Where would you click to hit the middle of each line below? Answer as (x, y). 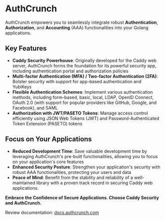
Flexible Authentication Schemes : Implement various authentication (82, 92)
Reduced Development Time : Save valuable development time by (80, 151)
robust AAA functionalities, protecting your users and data (72, 172)
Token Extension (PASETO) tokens (47, 123)
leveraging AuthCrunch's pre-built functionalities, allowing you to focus (85, 156)
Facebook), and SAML (35, 108)
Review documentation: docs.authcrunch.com (52, 212)
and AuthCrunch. (24, 203)
